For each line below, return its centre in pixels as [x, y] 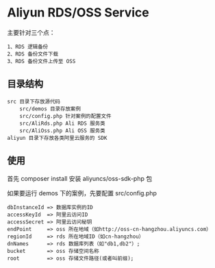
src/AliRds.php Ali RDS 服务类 [62, 123]
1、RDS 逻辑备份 [28, 47]
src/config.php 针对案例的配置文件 [65, 116]
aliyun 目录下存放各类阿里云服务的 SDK [57, 138]
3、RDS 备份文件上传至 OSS [41, 61]
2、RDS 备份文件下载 [33, 54]
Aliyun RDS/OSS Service [78, 13]
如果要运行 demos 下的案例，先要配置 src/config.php [82, 193]
